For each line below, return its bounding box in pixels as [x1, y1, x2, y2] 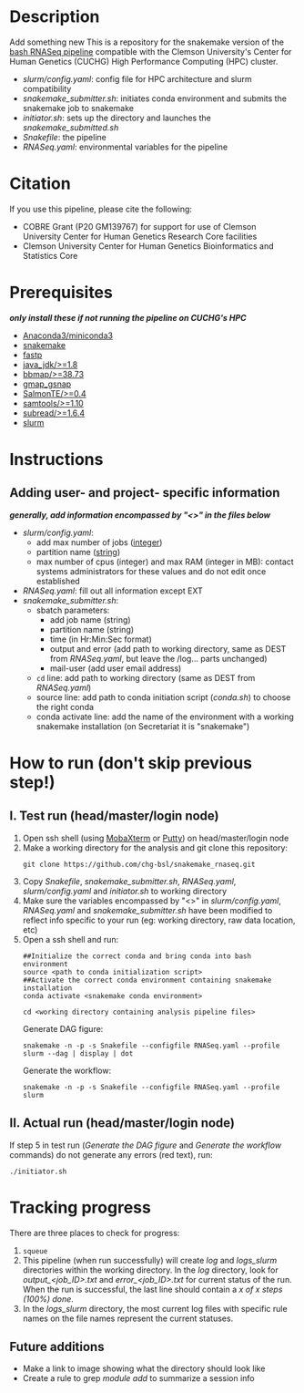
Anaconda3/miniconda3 [22, 330, 114, 341]
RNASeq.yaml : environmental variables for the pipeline [22, 141, 228, 152]
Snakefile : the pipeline [22, 131, 106, 142]
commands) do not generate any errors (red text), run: [9, 1149, 213, 1160]
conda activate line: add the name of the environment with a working [35, 711, 294, 722]
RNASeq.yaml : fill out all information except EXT [22, 585, 203, 596]
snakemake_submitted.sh [22, 121, 119, 133]
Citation [9, 173, 71, 194]
